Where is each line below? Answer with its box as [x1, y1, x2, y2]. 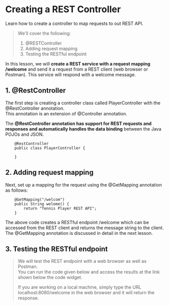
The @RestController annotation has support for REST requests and [5, 120, 152, 127]
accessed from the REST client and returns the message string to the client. [5, 225, 164, 231]
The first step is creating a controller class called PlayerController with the [5, 100, 161, 106]
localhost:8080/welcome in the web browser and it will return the [17, 290, 155, 296]
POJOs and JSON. [5, 131, 44, 137]
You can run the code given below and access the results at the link [17, 269, 160, 275]
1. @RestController [5, 86, 66, 95]
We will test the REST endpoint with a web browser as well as [17, 258, 147, 264]
